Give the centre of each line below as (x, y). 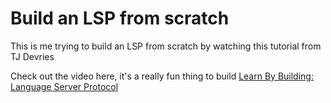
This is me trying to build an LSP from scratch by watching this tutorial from (166, 46)
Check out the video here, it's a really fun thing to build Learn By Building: (162, 76)
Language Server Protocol (64, 86)
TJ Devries (32, 56)
